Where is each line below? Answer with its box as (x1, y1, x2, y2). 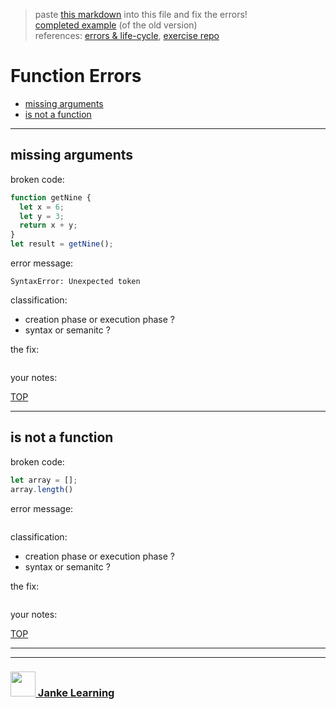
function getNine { (10, 192, 92, 203)
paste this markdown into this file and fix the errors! (34, 9, 248, 20)
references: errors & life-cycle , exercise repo (34, 30, 220, 41)
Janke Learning (37, 686, 115, 700)
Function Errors (10, 65, 142, 88)
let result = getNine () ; (10, 239, 114, 249)
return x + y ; (19, 220, 78, 231)
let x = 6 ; (19, 202, 65, 212)
